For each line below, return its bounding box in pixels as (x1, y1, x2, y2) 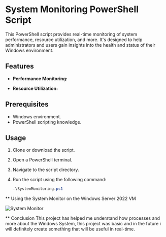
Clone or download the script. (12, 147, 75, 153)
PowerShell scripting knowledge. (12, 119, 82, 125)
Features (5, 62, 34, 71)
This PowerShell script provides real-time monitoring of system (5, 31, 138, 37)
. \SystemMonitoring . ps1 (12, 186, 63, 191)
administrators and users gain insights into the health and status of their (5, 42, 156, 48)
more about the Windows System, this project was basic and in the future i (5, 221, 161, 227)
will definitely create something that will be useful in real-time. (5, 226, 136, 232)
